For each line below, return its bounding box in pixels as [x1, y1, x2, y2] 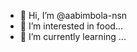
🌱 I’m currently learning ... [19, 31, 127, 42]
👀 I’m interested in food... [19, 20, 124, 32]
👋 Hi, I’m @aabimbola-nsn [19, 10, 128, 21]
